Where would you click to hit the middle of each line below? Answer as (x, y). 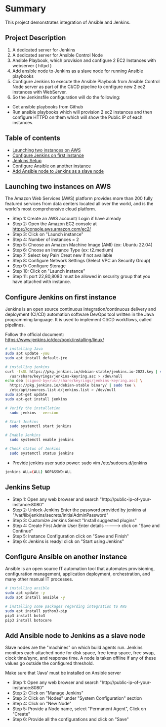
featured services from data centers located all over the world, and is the (79, 204)
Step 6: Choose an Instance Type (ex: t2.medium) (63, 250)
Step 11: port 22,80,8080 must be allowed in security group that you (81, 276)
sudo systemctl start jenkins (41, 426)
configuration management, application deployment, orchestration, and (78, 574)
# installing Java (24, 349)
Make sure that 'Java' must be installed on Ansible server (63, 673)
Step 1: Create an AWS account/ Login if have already (67, 219)
